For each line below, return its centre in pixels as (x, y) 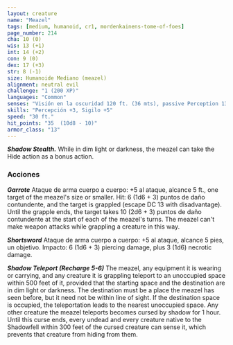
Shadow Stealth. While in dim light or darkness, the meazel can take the (111, 149)
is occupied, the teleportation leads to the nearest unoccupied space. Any (113, 305)
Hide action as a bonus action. (51, 157)
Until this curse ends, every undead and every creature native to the (105, 319)
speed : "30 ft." (31, 116)
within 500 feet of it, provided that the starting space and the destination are (116, 283)
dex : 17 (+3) (26, 65)
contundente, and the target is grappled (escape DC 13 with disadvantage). (114, 204)
